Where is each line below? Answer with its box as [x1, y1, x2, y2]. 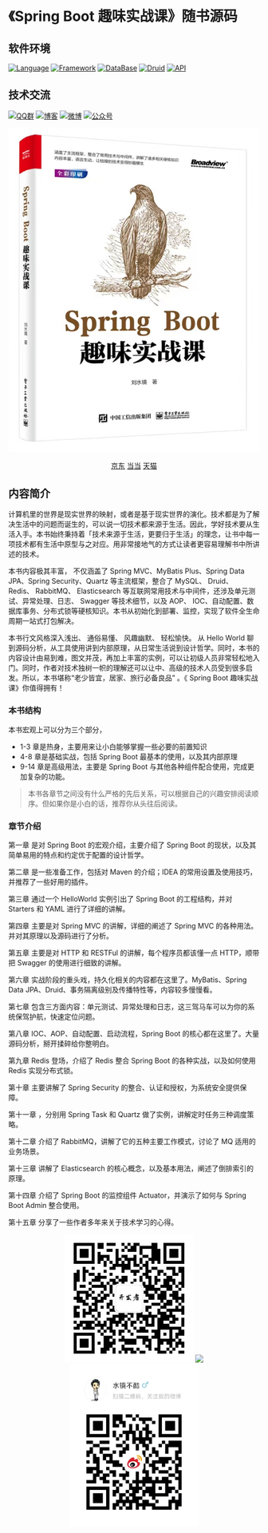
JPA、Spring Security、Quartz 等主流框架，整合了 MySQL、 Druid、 [8, 576, 233, 586]
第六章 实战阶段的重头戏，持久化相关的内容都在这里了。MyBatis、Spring [8, 975, 247, 984]
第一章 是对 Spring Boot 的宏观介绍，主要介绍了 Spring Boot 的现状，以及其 [8, 840, 257, 850]
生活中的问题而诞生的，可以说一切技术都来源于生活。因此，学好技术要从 [14, 520, 253, 529]
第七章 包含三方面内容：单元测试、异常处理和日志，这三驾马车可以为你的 [8, 1001, 248, 1011]
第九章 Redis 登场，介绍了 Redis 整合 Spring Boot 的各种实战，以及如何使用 [8, 1056, 256, 1065]
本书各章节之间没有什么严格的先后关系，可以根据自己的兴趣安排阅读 [27, 788, 252, 798]
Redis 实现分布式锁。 [8, 1065, 78, 1075]
